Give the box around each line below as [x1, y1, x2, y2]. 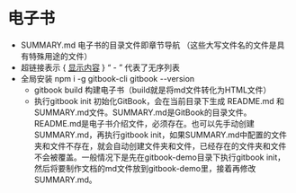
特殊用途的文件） [28, 50, 93, 61]
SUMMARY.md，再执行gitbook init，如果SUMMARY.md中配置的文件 [33, 129, 288, 140]
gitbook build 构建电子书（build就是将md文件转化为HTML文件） [33, 84, 272, 95]
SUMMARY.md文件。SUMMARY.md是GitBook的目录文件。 [33, 107, 252, 118]
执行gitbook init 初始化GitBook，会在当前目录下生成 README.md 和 [33, 95, 284, 106]
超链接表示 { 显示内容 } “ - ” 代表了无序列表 [20, 62, 181, 73]
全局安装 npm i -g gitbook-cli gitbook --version [20, 73, 195, 83]
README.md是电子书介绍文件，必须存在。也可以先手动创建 [33, 118, 255, 128]
